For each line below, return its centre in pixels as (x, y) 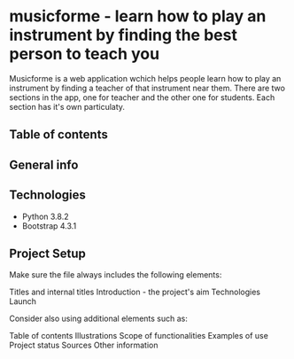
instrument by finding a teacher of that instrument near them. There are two (147, 88)
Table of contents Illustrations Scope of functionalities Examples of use (139, 336)
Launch (23, 301)
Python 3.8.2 (45, 216)
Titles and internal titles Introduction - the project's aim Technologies (135, 292)
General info (44, 164)
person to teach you (85, 54)
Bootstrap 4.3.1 (49, 226)
